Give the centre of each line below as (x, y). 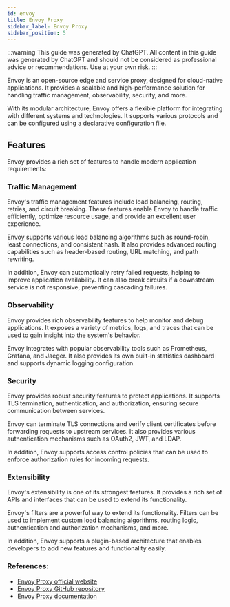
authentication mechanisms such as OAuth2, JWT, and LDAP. (94, 439)
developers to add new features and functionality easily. (87, 548)
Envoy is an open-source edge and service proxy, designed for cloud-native (115, 81)
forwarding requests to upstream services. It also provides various (101, 431)
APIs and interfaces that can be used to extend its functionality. (97, 500)
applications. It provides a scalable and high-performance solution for (106, 88)
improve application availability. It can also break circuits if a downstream (111, 280)
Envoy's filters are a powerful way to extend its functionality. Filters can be (113, 513)
